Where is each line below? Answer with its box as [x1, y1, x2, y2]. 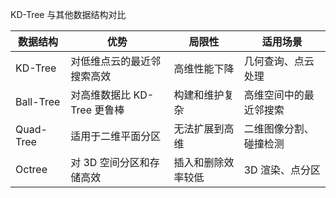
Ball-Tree [15, 95, 61, 108]
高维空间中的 [243, 88, 305, 102]
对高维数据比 [70, 88, 132, 102]
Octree [15, 163, 48, 176]
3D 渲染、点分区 [243, 163, 321, 177]
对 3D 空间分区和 [70, 156, 150, 169]
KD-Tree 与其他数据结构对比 [10, 9, 127, 20]
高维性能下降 [173, 62, 235, 75]
